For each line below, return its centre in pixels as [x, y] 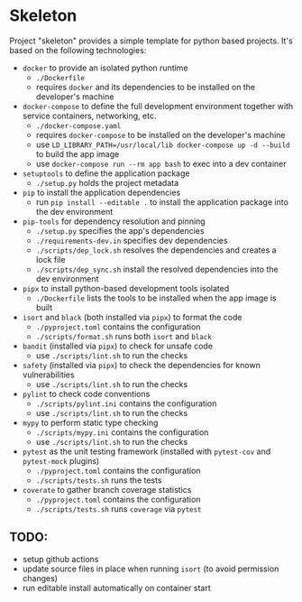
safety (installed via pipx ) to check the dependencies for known [142, 365]
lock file [50, 259]
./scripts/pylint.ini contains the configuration [126, 403]
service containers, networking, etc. [89, 116]
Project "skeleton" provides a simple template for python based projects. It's [151, 41]
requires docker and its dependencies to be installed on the [145, 87]
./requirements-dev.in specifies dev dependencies [132, 240]
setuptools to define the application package [106, 173]
